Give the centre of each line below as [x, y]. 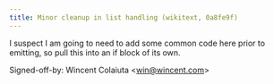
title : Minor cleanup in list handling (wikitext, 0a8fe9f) [124, 17]
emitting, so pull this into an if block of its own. [95, 52]
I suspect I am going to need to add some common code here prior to [137, 43]
